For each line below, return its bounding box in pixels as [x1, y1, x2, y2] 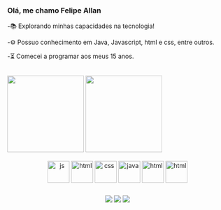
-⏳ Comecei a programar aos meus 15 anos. [7, 52, 134, 61]
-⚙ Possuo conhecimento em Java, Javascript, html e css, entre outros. [7, 38, 215, 47]
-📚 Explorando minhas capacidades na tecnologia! [7, 22, 155, 30]
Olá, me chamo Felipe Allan [7, 6, 101, 15]
